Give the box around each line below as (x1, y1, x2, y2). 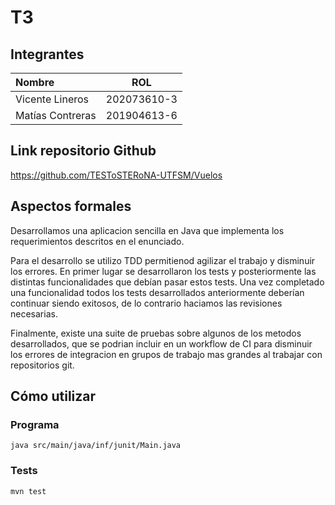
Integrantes (10, 46, 85, 63)
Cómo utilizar (10, 388, 97, 405)
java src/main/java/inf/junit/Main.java (10, 441, 182, 451)
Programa (10, 417, 60, 431)
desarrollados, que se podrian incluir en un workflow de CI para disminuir (10, 337, 313, 350)
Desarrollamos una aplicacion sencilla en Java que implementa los (10, 224, 285, 236)
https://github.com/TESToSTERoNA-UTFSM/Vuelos (10, 169, 223, 181)
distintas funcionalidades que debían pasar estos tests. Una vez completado (10, 276, 325, 288)
